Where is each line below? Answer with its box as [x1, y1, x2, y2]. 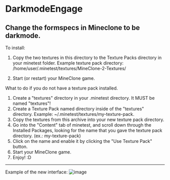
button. [12, 143, 28, 149]
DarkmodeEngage [5, 3, 83, 15]
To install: [5, 45, 25, 51]
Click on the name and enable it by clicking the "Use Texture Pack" [12, 138, 153, 144]
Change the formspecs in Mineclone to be [5, 23, 140, 32]
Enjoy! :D [12, 155, 31, 160]
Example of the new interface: [5, 169, 68, 175]
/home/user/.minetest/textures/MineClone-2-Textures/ [12, 66, 126, 71]
